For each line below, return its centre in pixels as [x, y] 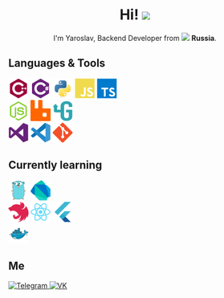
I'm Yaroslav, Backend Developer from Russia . [135, 38]
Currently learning [55, 165]
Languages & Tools [57, 63]
